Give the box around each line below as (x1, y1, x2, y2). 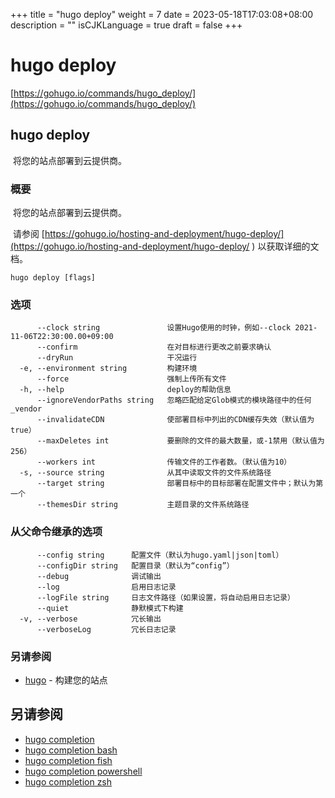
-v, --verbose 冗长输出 (19, 614, 162, 624)
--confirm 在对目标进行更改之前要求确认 (36, 342, 272, 353)
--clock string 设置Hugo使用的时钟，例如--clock (36, 323, 292, 333)
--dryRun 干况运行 (36, 353, 198, 363)
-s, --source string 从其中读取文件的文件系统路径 (19, 468, 272, 478)
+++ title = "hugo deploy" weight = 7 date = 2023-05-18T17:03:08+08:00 (10, 9, 314, 20)
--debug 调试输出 (36, 571, 162, 581)
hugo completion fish (24, 754, 113, 766)
